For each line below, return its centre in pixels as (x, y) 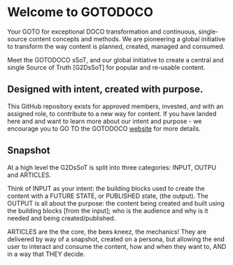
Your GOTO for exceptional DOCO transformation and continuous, (102, 31)
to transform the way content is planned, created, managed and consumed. (116, 46)
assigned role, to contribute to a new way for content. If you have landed (112, 113)
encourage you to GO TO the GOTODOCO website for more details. (104, 128)
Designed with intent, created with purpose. (105, 89)
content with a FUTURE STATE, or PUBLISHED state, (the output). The (108, 196)
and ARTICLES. (29, 175)
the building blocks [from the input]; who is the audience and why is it (108, 210)
